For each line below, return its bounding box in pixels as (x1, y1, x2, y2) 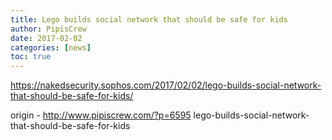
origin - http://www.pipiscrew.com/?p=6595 (10, 109, 192, 121)
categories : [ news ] (10, 42, 92, 53)
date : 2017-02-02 (10, 33, 83, 43)
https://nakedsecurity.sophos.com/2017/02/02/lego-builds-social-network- (10, 79, 322, 91)
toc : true (10, 52, 52, 62)
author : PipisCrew (10, 24, 87, 34)
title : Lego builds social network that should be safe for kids (10, 14, 288, 25)
